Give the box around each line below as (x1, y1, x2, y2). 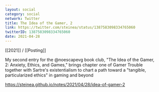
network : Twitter (5, 16, 40, 21)
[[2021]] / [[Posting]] (5, 47, 46, 53)
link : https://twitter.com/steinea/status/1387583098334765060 (5, 25, 136, 30)
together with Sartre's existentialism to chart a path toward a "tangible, (5, 67, 146, 73)
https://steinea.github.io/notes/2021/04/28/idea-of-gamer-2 (5, 81, 125, 87)
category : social (5, 12, 40, 16)
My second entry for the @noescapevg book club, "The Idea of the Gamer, (5, 57, 155, 62)
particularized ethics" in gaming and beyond (5, 72, 94, 78)
